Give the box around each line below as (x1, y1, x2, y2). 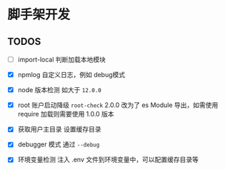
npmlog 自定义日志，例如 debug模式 (17, 71, 126, 79)
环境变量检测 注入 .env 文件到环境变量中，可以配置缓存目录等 (17, 155, 199, 164)
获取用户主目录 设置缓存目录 (17, 125, 101, 134)
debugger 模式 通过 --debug (17, 140, 100, 149)
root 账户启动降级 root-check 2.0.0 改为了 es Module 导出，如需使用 (17, 101, 219, 109)
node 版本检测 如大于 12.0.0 (17, 86, 101, 94)
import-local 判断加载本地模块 (17, 55, 106, 64)
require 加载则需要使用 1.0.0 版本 (17, 110, 114, 119)
